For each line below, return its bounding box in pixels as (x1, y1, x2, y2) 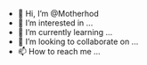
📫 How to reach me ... (17, 47, 101, 56)
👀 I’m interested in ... (17, 18, 94, 28)
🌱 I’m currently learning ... (17, 27, 113, 37)
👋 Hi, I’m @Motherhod (17, 9, 100, 18)
